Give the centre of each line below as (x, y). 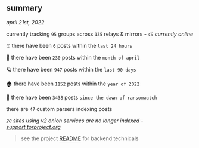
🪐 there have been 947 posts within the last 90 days (71, 69)
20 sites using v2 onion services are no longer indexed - (75, 121)
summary (24, 8)
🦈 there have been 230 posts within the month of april (73, 57)
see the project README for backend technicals (80, 138)
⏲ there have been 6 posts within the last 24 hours (69, 45)
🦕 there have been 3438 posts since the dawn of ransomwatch (82, 97)
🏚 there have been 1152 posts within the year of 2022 (73, 84)
